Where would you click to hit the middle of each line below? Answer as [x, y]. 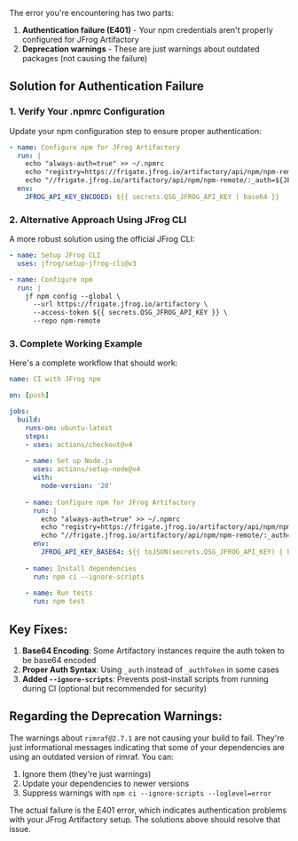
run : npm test [59, 602]
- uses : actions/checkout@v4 [79, 445]
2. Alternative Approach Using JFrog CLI [98, 220]
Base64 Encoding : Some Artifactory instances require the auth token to [153, 650]
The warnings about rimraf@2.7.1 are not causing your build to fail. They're [147, 738]
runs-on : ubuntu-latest [69, 428]
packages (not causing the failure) [85, 58]
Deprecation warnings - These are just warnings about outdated [141, 49]
